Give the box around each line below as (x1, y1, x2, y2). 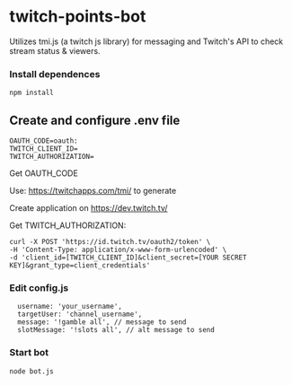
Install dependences (9, 67, 101, 80)
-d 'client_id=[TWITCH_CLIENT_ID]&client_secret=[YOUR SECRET (9, 253, 247, 262)
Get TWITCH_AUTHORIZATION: (9, 220, 127, 231)
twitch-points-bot (9, 6, 146, 27)
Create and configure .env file (9, 112, 181, 127)
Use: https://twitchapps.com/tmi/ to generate (9, 186, 177, 197)
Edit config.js (9, 281, 69, 293)
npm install (9, 88, 54, 98)
